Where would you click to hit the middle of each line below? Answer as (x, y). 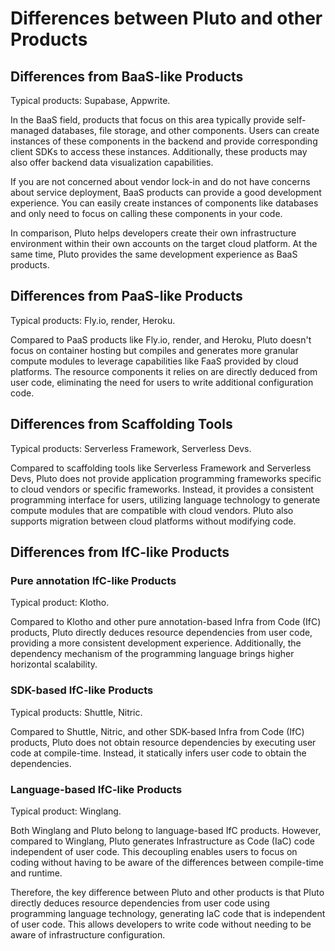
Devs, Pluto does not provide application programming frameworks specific (166, 478)
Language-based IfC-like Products (96, 789)
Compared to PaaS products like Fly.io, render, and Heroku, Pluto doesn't (161, 339)
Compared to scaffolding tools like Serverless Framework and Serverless (161, 468)
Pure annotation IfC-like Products (93, 580)
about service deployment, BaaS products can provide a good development (166, 192)
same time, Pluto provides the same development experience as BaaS (154, 254)
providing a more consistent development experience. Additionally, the (156, 643)
